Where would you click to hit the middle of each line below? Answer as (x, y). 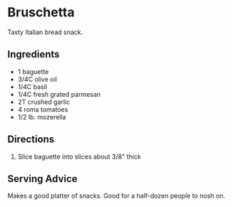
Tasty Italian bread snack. (45, 32)
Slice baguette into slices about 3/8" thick (79, 156)
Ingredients (34, 54)
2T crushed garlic (44, 102)
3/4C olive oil (37, 79)
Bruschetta (41, 12)
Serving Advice (42, 179)
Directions (31, 139)
